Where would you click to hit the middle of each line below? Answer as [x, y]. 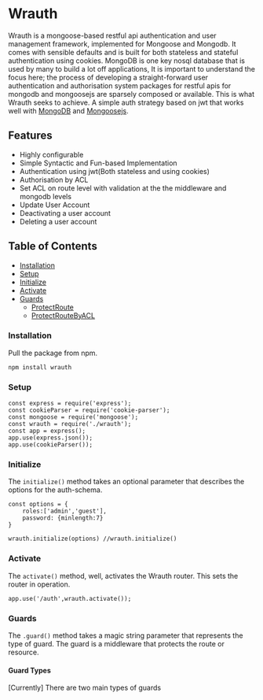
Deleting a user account [58, 221]
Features [30, 136]
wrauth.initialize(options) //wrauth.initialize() [93, 539]
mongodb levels [46, 196]
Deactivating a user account [65, 213]
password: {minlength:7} [63, 518]
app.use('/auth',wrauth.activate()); [70, 598]
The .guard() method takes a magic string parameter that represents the [126, 635]
